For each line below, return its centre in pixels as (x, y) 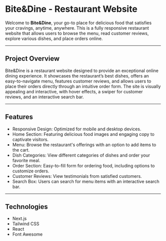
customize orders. (31, 171)
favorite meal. (26, 160)
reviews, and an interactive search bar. (44, 97)
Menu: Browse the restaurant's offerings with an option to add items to (84, 145)
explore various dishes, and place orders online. (54, 39)
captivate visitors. (30, 139)
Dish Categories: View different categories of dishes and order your (81, 155)
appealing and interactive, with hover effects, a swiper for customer (74, 91)
